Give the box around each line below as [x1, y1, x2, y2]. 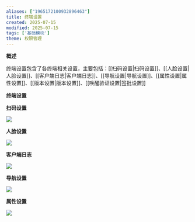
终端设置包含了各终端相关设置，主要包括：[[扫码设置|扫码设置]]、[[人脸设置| [6, 65, 190, 72]
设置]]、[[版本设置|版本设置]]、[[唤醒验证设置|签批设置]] [11, 79, 146, 86]
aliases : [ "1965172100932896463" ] [6, 8, 90, 15]
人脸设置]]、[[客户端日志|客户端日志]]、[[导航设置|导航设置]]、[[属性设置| [6, 72, 182, 79]
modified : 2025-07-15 [6, 25, 59, 31]
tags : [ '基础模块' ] [6, 30, 50, 36]
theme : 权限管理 [6, 36, 42, 41]
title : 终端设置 [6, 14, 42, 20]
